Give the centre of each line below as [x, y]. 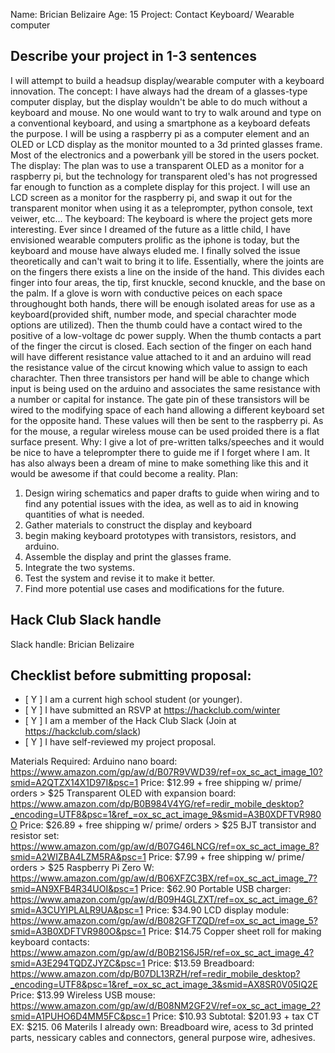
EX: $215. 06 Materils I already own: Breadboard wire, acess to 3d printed [162, 1027]
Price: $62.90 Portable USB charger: [216, 889]
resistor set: [35, 836]
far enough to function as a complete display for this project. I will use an [160, 186]
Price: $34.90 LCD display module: [217, 910]
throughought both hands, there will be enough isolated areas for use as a [163, 303]
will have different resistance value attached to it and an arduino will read [161, 356]
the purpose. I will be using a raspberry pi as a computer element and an [160, 133]
